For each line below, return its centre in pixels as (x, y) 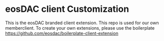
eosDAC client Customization (67, 9)
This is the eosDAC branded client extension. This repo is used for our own (82, 23)
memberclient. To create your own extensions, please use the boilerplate (80, 28)
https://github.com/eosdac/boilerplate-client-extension (62, 33)
